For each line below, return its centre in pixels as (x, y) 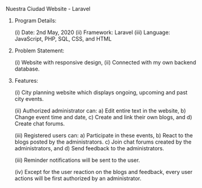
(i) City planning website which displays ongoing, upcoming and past (101, 92)
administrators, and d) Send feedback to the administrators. (89, 148)
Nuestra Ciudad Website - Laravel (48, 9)
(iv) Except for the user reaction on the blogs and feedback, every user (103, 172)
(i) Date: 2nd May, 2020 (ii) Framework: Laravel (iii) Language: (92, 32)
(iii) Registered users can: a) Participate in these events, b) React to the (103, 135)
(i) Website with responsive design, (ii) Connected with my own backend (105, 62)
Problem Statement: (39, 50)
